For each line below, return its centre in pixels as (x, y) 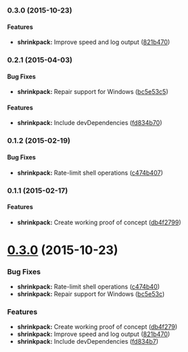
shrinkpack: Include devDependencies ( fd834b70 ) (90, 123)
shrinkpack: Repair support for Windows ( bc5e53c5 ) (93, 92)
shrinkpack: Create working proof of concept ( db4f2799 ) (99, 222)
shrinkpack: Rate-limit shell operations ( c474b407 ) (90, 173)
